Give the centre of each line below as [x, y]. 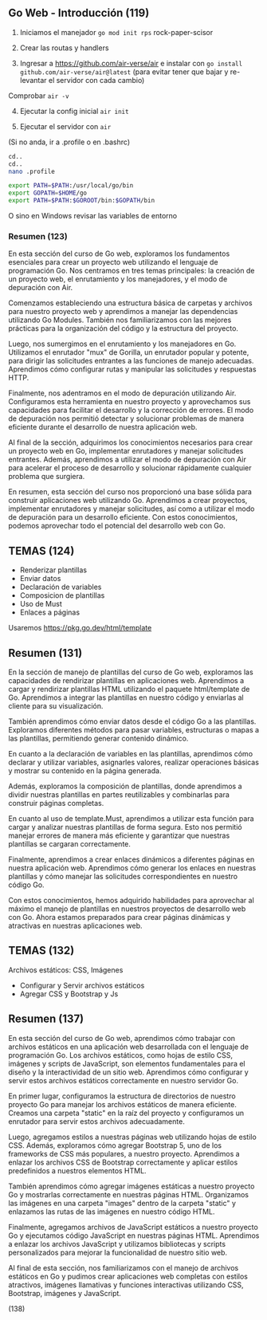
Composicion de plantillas [62, 595]
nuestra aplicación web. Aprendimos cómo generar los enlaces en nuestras [132, 867]
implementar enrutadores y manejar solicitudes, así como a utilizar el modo [132, 509]
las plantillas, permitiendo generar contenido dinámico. [98, 738]
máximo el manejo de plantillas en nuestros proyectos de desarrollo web [127, 909]
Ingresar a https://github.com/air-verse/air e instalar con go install [131, 63]
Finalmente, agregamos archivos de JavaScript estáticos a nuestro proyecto [133, 1227]
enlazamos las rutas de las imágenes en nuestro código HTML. [112, 1212]
